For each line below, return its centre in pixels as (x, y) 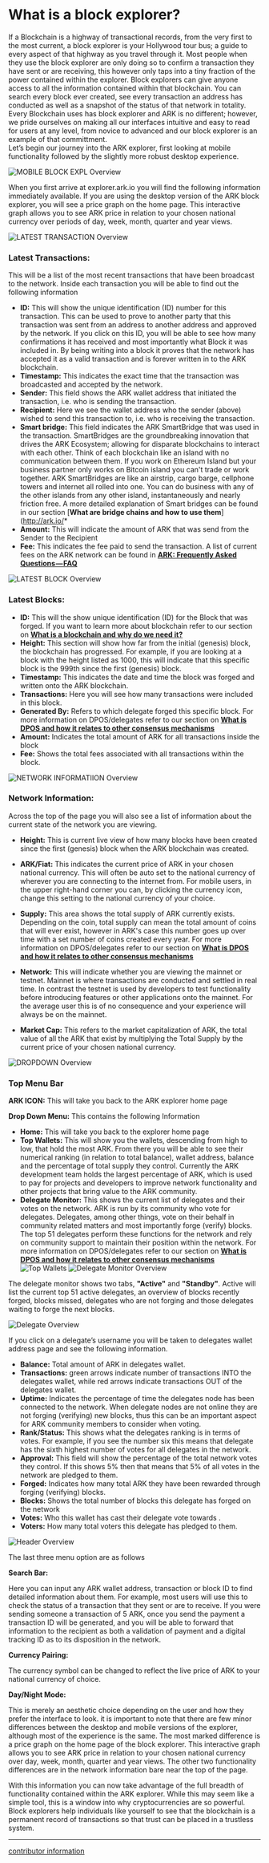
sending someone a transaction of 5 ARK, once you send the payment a (127, 1614)
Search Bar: (28, 1573)
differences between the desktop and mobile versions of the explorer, (123, 1727)
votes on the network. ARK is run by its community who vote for (125, 1209)
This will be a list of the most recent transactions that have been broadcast (131, 275)
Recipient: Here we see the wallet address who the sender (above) (130, 410)
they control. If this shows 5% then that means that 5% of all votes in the (140, 1467)
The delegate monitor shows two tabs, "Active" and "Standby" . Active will (132, 1284)
